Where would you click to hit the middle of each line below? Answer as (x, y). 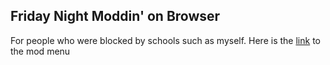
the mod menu (40, 51)
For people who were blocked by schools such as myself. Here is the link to (165, 40)
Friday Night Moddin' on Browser (115, 16)
